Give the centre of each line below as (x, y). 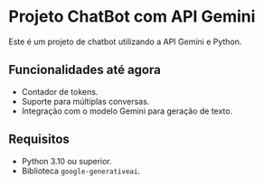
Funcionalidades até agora (85, 70)
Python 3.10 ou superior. (66, 161)
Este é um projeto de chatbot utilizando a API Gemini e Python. (125, 42)
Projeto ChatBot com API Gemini (132, 17)
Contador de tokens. (60, 91)
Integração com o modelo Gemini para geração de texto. (127, 111)
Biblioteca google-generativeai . (81, 171)
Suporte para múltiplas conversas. (85, 101)
